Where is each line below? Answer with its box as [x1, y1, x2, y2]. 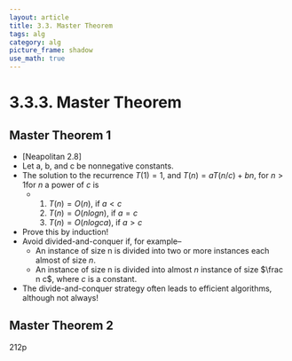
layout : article [9, 12, 69, 22]
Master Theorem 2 [9, 318, 114, 334]
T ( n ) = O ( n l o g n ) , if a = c [48, 208, 138, 218]
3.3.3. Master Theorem [9, 92, 182, 113]
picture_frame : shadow [9, 46, 93, 55]
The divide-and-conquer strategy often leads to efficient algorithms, [21, 283, 272, 294]
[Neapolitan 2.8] [21, 152, 83, 161]
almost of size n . [35, 255, 96, 265]
